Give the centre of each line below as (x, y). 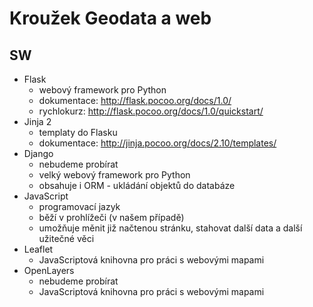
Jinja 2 (37, 121)
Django (38, 153)
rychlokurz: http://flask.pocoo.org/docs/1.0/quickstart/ (151, 111)
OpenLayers (49, 270)
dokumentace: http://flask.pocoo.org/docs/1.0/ (135, 100)
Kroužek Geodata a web (110, 18)
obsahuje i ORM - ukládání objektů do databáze (137, 185)
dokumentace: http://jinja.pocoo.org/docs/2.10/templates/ (157, 143)
